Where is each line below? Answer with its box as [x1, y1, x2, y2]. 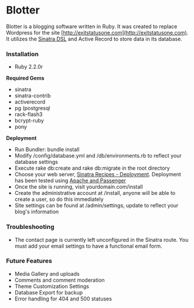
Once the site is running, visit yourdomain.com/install [14, 183, 143, 190]
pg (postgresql [14, 105, 50, 112]
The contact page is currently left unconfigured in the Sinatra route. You [14, 236, 189, 243]
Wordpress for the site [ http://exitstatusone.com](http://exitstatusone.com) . [6, 29, 189, 36]
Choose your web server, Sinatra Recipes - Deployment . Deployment [14, 171, 182, 178]
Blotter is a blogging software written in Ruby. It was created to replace [6, 23, 178, 30]
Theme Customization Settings [14, 282, 90, 290]
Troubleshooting [6, 223, 55, 231]
